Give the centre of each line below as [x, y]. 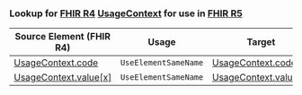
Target [261, 42]
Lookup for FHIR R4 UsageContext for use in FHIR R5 [126, 13]
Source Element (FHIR [62, 37]
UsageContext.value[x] [63, 77]
